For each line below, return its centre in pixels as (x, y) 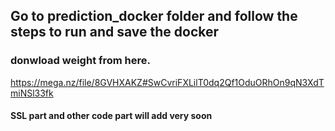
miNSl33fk (32, 93)
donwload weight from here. (81, 61)
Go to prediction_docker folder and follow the (154, 16)
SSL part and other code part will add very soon (111, 116)
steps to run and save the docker (115, 32)
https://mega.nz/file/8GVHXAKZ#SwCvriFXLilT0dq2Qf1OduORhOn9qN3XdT (167, 82)
